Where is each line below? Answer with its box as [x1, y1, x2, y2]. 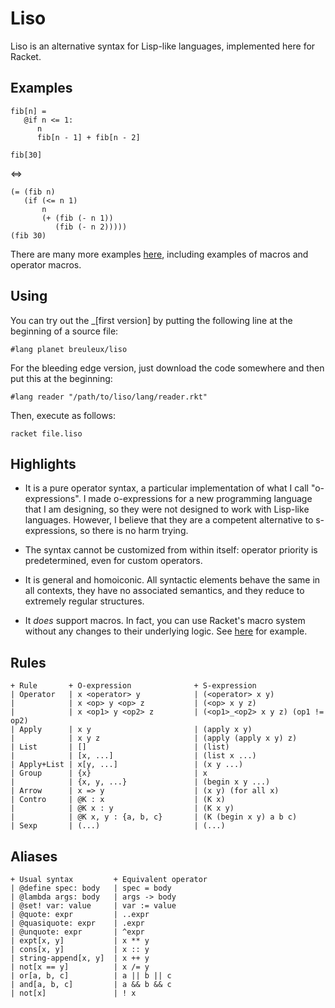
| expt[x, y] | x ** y [10, 936, 150, 946]
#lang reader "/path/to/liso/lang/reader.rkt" [10, 392, 208, 402]
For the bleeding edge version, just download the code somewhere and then [10, 362, 325, 374]
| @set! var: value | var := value [10, 901, 177, 911]
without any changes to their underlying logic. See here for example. [24, 625, 308, 637]
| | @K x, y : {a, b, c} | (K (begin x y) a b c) [10, 812, 298, 822]
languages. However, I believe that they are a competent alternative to [24, 514, 314, 526]
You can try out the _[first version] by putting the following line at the [10, 314, 293, 326]
